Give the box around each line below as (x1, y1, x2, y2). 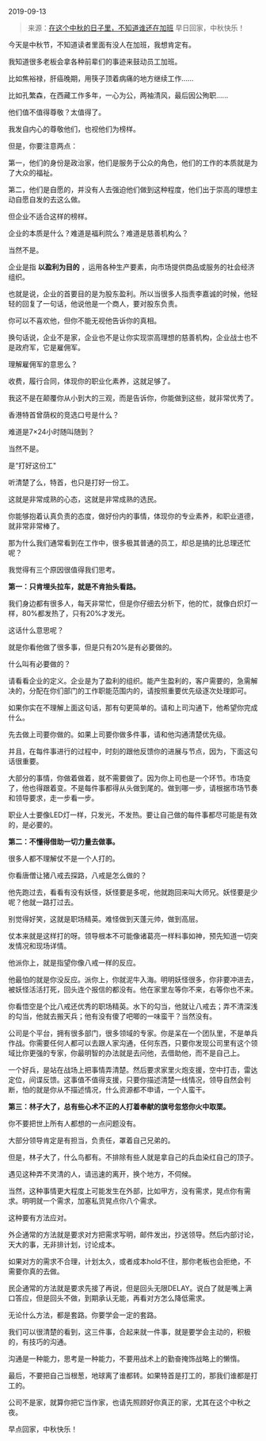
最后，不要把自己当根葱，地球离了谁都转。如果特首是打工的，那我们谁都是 (8, 1371, 251, 1380)
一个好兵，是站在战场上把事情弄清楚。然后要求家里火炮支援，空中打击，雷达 (8, 1065, 258, 1074)
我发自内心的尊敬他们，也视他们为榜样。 (8, 125, 140, 133)
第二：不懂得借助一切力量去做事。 (8, 837, 120, 846)
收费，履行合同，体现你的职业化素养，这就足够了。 (8, 376, 175, 386)
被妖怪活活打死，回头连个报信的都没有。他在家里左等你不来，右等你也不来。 (8, 984, 258, 994)
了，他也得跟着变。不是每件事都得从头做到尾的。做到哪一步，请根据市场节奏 (8, 784, 258, 792)
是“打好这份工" (8, 460, 57, 470)
